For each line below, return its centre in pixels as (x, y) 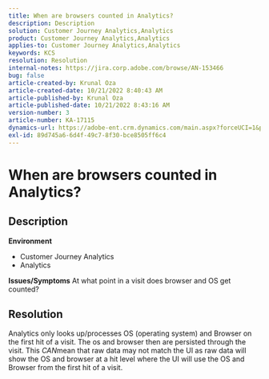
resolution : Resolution (48, 61)
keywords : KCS (32, 53)
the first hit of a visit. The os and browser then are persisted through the (127, 342)
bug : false (26, 75)
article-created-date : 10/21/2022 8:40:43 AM (85, 90)
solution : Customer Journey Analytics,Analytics (91, 31)
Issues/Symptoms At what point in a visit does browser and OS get (120, 280)
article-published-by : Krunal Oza (66, 98)
